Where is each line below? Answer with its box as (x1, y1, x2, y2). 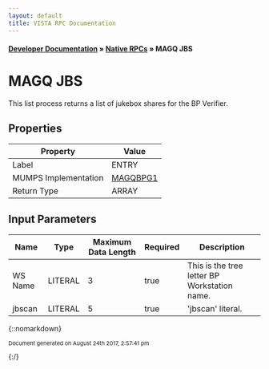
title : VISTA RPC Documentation (8, 19, 116, 27)
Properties (8, 122, 62, 136)
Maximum (92, 236, 132, 247)
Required (143, 241, 180, 253)
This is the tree (187, 260, 243, 271)
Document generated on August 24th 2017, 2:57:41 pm (8, 339, 150, 347)
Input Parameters (8, 213, 97, 226)
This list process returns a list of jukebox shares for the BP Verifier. (8, 99, 228, 108)
